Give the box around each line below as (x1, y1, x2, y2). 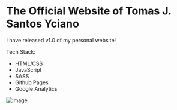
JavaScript (14, 66, 42, 73)
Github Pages (14, 79, 49, 86)
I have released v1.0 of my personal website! (6, 36, 116, 44)
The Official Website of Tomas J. (6, 4, 172, 18)
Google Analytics (14, 85, 58, 92)
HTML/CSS (14, 60, 43, 67)
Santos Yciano (6, 17, 79, 30)
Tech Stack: (6, 48, 36, 55)
